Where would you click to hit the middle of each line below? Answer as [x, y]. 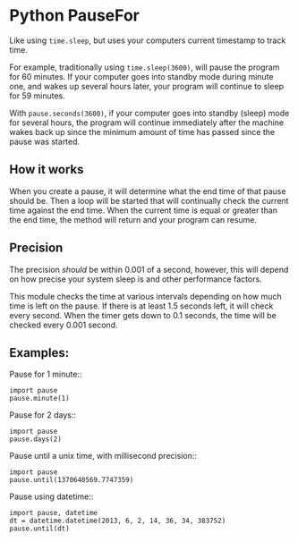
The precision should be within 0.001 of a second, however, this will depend [149, 269]
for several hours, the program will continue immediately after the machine [147, 123]
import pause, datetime [54, 513]
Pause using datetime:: [51, 496]
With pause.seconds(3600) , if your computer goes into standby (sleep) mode [149, 113]
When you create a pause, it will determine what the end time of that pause [148, 191]
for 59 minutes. [37, 96]
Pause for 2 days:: [43, 415]
